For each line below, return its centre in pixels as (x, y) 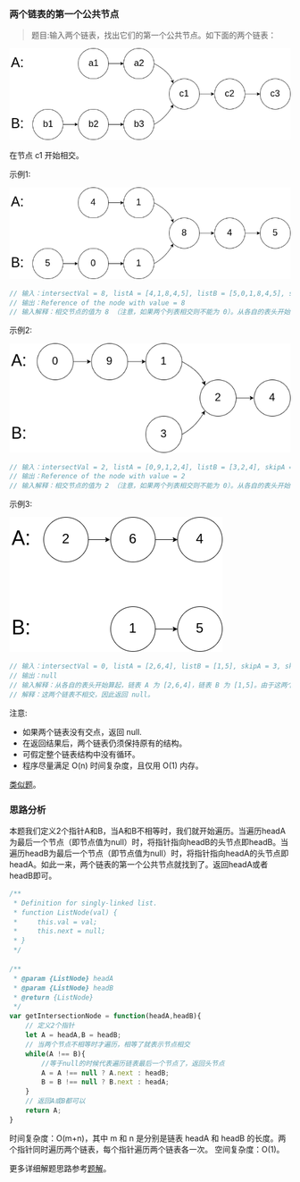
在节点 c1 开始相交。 (47, 155)
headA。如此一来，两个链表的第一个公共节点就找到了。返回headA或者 (139, 864)
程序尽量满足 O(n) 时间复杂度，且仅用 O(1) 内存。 (112, 765)
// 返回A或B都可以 (55, 1102)
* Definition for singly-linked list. (85, 903)
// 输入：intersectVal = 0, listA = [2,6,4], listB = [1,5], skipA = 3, (145, 667)
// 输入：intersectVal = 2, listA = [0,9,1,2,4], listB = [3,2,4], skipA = (151, 467)
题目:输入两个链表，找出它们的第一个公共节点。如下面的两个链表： (154, 35)
